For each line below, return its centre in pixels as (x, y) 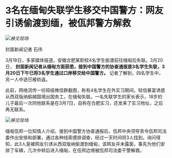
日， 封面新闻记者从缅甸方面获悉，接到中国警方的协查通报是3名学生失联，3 (85, 66)
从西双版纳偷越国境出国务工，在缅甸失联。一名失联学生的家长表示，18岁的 (84, 96)
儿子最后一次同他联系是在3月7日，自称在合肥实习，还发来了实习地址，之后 (84, 103)
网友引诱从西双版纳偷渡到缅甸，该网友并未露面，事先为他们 (98, 144)
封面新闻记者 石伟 (24, 49)
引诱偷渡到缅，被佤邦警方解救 (68, 23)
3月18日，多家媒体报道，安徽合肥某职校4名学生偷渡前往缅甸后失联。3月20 (84, 60)
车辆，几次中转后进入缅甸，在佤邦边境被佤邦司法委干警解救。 (79, 150)
